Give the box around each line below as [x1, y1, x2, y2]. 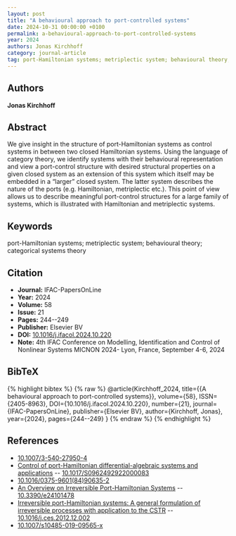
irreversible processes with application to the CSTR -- [17, 506, 173, 514]
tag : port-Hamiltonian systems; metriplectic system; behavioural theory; [7, 56, 231, 63]
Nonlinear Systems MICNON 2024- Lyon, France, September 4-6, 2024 [17, 346, 225, 354]
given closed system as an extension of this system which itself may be [7, 170, 214, 178]
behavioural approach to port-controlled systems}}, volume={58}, [7, 392, 198, 400]
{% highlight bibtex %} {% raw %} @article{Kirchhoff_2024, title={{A [7, 385, 206, 393]
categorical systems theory [7, 247, 86, 255]
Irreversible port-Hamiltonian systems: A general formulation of [17, 498, 201, 507]
